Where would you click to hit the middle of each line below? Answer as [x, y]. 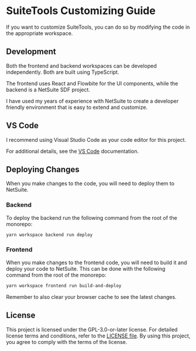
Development [31, 52]
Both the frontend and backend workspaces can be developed [81, 66]
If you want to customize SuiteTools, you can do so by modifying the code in [98, 27]
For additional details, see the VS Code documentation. [73, 151]
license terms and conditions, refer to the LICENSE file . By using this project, [98, 336]
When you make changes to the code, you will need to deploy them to [90, 183]
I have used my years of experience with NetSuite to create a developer [92, 101]
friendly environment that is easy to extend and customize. [77, 107]
